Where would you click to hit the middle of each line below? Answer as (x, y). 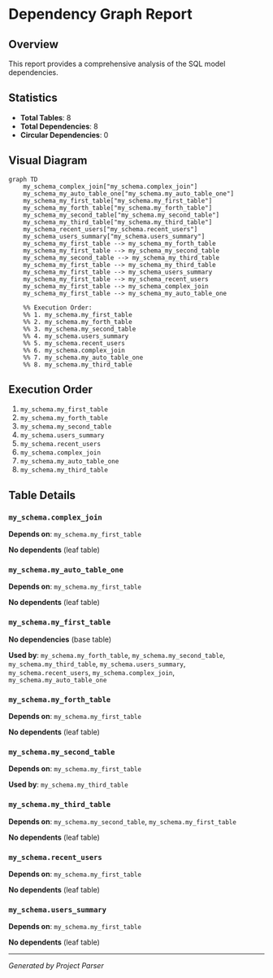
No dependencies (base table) (60, 639)
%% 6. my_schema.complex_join (74, 350)
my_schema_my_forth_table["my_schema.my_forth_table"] (118, 208)
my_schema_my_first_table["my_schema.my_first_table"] (118, 200)
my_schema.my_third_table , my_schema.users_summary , (97, 664)
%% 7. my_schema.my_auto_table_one (83, 357)
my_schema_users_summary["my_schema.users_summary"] (114, 236)
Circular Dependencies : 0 (64, 134)
